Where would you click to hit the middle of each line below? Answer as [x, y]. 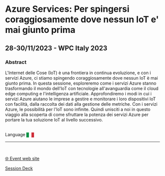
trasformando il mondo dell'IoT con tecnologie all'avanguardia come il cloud [82, 88]
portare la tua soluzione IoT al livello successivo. [54, 119]
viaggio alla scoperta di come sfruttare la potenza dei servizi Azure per [77, 115]
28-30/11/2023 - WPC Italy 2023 [56, 48]
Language [15, 134]
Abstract [16, 62]
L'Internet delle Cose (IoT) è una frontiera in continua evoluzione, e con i [78, 73]
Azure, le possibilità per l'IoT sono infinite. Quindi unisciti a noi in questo [78, 109]
